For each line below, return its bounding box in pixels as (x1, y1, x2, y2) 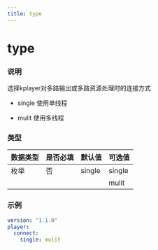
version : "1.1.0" (7, 216, 58, 224)
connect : (13, 230, 39, 237)
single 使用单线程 (17, 99, 68, 107)
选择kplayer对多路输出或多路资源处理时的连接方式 (7, 84, 152, 92)
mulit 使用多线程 (17, 113, 64, 123)
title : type (7, 10, 42, 18)
